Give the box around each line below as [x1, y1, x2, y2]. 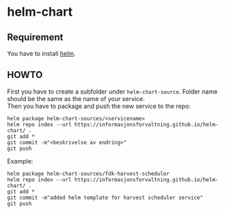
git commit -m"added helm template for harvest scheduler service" [7, 194, 204, 201]
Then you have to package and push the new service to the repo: [7, 102, 191, 110]
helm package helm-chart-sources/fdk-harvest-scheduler [7, 170, 170, 177]
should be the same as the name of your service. [7, 94, 145, 103]
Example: [7, 157, 34, 165]
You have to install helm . [7, 49, 76, 57]
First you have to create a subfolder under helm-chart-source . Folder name [7, 87, 217, 96]
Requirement [7, 31, 64, 43]
